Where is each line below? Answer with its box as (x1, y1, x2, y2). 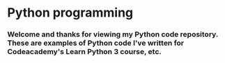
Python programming (7, 5, 134, 21)
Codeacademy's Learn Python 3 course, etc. (7, 47, 162, 57)
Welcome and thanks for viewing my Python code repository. (7, 30, 218, 39)
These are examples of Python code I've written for (7, 38, 185, 48)
